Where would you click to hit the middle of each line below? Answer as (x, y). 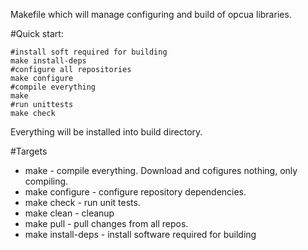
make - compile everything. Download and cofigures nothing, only (161, 170)
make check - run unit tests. (82, 202)
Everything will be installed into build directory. (106, 132)
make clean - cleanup (69, 213)
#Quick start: (37, 33)
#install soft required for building (89, 52)
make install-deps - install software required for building (140, 234)
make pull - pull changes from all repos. (106, 223)
